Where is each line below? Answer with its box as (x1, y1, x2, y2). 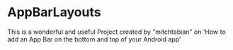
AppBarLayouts (7, 4, 101, 20)
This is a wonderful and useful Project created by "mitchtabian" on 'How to (7, 27, 227, 36)
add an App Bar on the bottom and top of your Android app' (7, 35, 181, 43)
